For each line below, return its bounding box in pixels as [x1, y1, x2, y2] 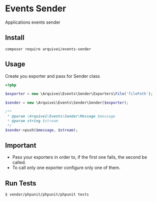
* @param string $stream [7, 118, 58, 123]
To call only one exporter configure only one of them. [12, 165, 121, 170]
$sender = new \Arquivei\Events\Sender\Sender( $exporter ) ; [5, 101, 129, 105]
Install [5, 34, 25, 42]
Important [5, 141, 36, 149]
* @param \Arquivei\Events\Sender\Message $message [7, 114, 116, 119]
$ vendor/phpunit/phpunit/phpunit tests [5, 192, 90, 197]
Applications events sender [5, 19, 61, 25]
